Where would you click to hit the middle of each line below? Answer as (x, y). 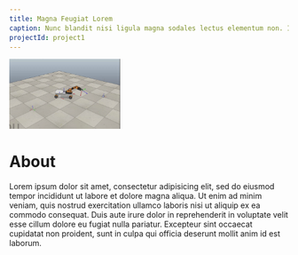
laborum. (26, 243)
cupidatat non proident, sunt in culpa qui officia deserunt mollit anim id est (145, 233)
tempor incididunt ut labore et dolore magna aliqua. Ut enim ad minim (136, 195)
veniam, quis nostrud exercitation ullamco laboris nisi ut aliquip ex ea (135, 205)
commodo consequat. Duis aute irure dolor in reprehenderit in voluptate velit (149, 214)
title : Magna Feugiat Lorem (61, 19)
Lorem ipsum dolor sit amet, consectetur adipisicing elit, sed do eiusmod (142, 186)
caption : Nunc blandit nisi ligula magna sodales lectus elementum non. (146, 28)
